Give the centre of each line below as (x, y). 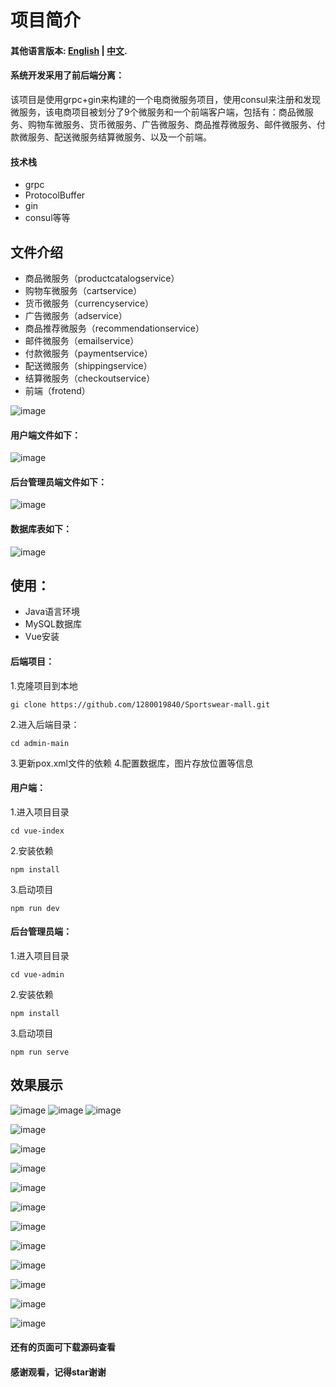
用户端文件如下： (45, 435)
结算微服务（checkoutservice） (90, 378)
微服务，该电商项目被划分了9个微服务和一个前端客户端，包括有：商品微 (157, 112)
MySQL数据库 (53, 624)
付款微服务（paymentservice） (88, 353)
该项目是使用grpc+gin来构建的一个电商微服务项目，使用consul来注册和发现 (165, 99)
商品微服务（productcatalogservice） (102, 278)
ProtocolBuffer (55, 195)
